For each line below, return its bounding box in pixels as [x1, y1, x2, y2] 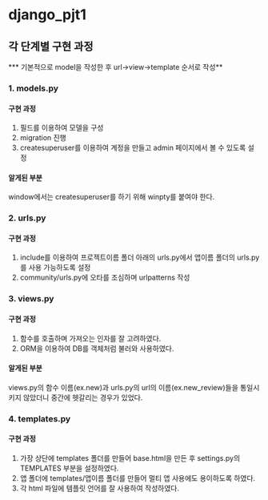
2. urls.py [8, 212, 46, 224]
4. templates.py [8, 413, 71, 424]
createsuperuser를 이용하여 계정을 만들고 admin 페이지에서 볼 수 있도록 [19, 143, 246, 153]
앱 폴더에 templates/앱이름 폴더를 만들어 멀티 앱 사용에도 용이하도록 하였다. [19, 473, 256, 482]
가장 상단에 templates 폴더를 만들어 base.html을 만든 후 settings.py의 [19, 453, 241, 462]
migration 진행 [19, 133, 66, 143]
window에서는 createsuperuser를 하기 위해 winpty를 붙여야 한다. [8, 192, 215, 202]
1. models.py [8, 83, 58, 94]
